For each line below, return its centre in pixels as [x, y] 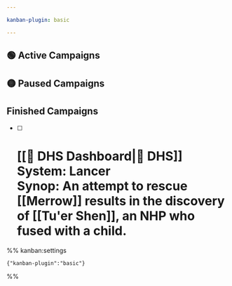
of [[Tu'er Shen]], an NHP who [106, 216]
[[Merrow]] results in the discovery [121, 201]
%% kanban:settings [37, 251]
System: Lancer [63, 171]
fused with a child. [71, 231]
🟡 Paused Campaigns [56, 84]
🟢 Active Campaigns [53, 56]
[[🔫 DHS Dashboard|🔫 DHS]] [100, 156]
